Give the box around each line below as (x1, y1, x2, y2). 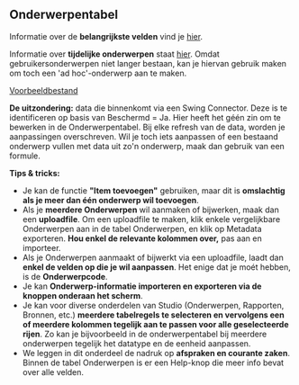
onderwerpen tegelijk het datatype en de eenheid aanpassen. (22, 337, 251, 349)
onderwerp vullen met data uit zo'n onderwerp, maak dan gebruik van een (9, 140, 285, 151)
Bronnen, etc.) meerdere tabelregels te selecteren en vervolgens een (22, 309, 285, 320)
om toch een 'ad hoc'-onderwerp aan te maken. (9, 67, 187, 78)
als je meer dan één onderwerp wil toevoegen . (22, 194, 200, 205)
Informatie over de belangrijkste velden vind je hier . (9, 31, 204, 41)
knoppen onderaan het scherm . (22, 290, 143, 300)
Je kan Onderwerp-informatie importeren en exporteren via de (22, 281, 262, 291)
